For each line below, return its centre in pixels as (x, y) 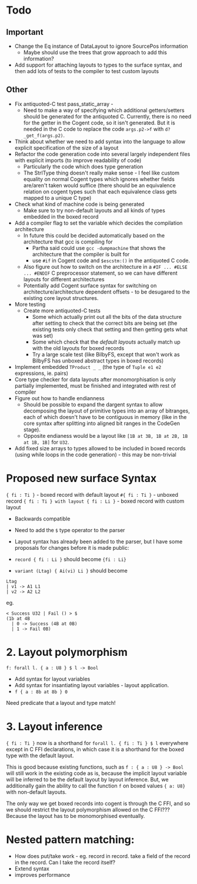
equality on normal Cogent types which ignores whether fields (99, 179)
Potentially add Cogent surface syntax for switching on (90, 285)
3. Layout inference (54, 726)
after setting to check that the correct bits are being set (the (105, 323)
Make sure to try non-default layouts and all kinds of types (94, 210)
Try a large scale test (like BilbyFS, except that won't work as (106, 354)
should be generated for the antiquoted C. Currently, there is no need (107, 116)
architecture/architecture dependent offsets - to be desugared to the (106, 292)
